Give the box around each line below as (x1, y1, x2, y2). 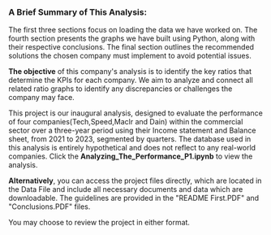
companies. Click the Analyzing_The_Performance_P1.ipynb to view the (8, 151, 253, 161)
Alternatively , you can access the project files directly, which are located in (8, 176, 262, 185)
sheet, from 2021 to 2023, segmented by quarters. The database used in (8, 134, 252, 144)
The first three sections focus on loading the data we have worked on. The (8, 25, 258, 35)
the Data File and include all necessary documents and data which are (8, 185, 243, 194)
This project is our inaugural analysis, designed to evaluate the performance (8, 108, 264, 118)
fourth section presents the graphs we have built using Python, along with (8, 33, 256, 43)
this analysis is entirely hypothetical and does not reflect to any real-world (8, 143, 256, 153)
